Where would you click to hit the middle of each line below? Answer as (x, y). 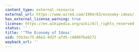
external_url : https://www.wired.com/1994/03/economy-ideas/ (70, 14)
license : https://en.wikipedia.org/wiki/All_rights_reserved (70, 24)
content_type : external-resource (40, 10)
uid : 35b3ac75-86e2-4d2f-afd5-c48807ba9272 (51, 38)
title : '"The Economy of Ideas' (38, 33)
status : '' (16, 28)
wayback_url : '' (22, 42)
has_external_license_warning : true (43, 19)
